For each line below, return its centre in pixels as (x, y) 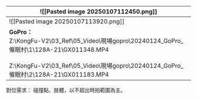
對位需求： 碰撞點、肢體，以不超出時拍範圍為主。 (66, 90)
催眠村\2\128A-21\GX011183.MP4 (59, 74)
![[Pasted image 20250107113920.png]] (67, 21)
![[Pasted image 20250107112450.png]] (98, 11)
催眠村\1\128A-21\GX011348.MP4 (59, 49)
